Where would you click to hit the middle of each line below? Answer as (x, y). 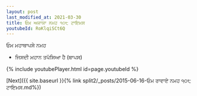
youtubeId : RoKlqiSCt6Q (36, 28)
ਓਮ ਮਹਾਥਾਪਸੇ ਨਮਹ (26, 45)
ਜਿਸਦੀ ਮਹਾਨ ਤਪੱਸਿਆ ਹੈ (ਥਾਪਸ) (48, 57)
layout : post (22, 12)
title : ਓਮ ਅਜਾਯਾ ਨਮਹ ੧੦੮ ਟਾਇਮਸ (46, 23)
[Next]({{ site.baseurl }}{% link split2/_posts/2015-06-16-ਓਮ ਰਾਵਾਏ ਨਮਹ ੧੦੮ (99, 80)
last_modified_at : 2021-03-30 (44, 17)
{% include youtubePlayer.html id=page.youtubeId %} (73, 69)
